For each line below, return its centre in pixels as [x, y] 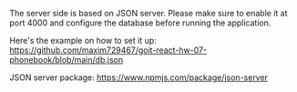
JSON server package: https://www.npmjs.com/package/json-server [139, 77]
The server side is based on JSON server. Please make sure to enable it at [149, 13]
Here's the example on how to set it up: [83, 41]
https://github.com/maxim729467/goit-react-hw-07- [108, 50]
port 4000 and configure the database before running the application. [140, 23]
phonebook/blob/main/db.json [67, 60]
